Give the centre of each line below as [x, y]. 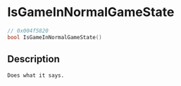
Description [33, 59]
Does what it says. [36, 75]
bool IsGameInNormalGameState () [55, 37]
